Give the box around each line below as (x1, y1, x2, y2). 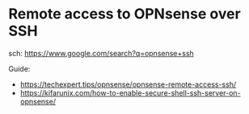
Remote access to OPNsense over (8, 5, 241, 23)
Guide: (8, 63, 31, 73)
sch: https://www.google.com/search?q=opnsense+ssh (8, 48, 194, 58)
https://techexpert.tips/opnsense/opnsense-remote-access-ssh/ (19, 79, 237, 89)
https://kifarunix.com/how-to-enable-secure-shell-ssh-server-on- (19, 88, 241, 97)
